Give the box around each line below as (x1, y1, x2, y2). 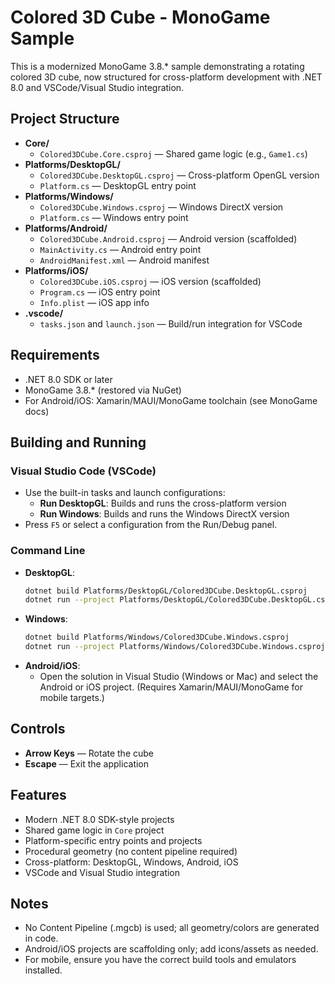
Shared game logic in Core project (24, 824, 165, 836)
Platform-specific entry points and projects (24, 834, 203, 846)
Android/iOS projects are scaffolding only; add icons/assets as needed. (24, 943, 319, 955)
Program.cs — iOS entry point (39, 286, 161, 298)
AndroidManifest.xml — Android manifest (39, 254, 210, 266)
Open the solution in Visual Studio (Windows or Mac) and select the (39, 671, 319, 683)
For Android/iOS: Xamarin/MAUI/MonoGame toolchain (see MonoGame (24, 394, 318, 406)
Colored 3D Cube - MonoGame (10, 6, 271, 29)
